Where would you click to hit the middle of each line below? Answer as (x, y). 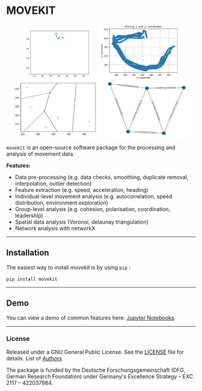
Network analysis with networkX (55, 228)
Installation (28, 253)
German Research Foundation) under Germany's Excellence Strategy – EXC (100, 376)
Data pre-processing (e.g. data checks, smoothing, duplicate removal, (102, 177)
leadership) (29, 215)
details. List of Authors (34, 358)
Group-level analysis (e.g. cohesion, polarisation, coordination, (93, 209)
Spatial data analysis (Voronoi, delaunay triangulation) (82, 222)
